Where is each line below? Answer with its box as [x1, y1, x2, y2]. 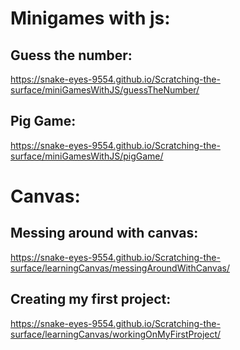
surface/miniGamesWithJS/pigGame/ [10, 150, 164, 162]
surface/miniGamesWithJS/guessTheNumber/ [10, 84, 200, 96]
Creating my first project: [10, 291, 172, 308]
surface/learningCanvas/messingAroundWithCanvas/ [10, 262, 230, 274]
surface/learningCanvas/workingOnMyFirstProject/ [10, 328, 222, 340]
